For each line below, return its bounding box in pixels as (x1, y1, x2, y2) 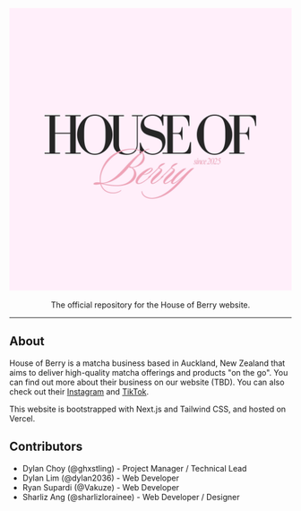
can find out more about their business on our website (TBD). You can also (9, 377, 285, 387)
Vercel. (9, 412, 36, 424)
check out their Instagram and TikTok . (9, 385, 150, 397)
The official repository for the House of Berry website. (50, 299, 251, 310)
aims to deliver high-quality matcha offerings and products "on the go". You (9, 367, 288, 377)
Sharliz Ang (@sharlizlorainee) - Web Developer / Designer (21, 491, 240, 502)
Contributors (9, 439, 83, 455)
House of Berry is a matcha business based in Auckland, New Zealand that (9, 358, 286, 368)
